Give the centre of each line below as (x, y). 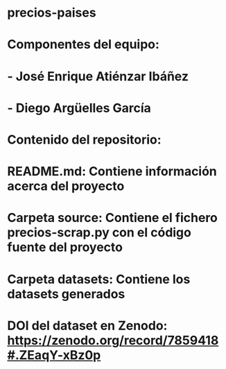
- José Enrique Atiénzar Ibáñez (98, 76)
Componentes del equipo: (83, 45)
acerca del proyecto (66, 186)
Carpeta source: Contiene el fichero (113, 218)
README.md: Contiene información (112, 172)
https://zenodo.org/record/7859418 (113, 340)
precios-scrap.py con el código (99, 233)
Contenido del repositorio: (84, 139)
